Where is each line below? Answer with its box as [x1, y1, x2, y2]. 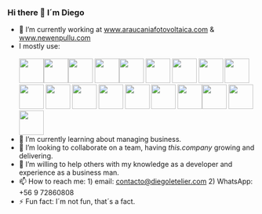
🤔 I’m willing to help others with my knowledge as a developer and [18, 160, 233, 169]
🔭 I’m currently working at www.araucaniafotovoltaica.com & [18, 25, 215, 34]
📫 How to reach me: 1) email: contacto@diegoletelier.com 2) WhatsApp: [18, 176, 253, 187]
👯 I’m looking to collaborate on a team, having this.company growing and [18, 143, 255, 152]
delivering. [18, 151, 53, 161]
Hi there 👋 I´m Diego [7, 7, 85, 18]
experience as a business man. [18, 168, 119, 177]
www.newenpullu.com [18, 33, 91, 42]
